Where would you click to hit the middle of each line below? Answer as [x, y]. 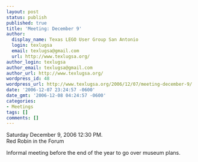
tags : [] [17, 112]
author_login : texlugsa [36, 62]
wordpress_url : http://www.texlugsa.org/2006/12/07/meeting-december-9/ [99, 85]
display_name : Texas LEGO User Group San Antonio [75, 40]
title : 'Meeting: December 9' [44, 28]
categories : [21, 101]
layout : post [23, 12]
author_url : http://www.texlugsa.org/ [55, 73]
